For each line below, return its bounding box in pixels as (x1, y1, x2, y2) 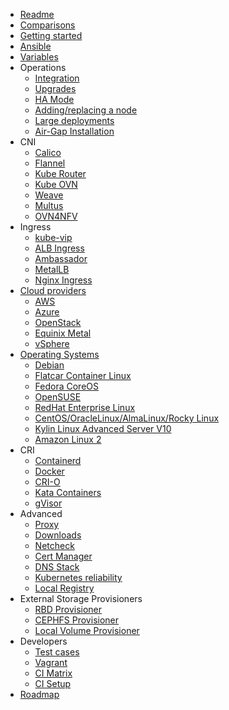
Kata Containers (34, 487, 102, 498)
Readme (19, 9, 55, 20)
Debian (34, 359, 65, 371)
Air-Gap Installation (34, 125, 115, 137)
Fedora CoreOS (34, 380, 100, 392)
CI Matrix (34, 667, 73, 679)
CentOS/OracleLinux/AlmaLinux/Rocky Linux (34, 412, 220, 424)
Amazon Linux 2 (34, 434, 102, 445)
